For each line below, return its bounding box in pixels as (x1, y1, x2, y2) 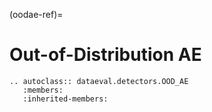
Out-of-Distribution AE (9, 44, 202, 66)
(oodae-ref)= (9, 9, 64, 20)
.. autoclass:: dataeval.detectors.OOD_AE (9, 76, 189, 86)
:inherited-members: (22, 94, 109, 104)
